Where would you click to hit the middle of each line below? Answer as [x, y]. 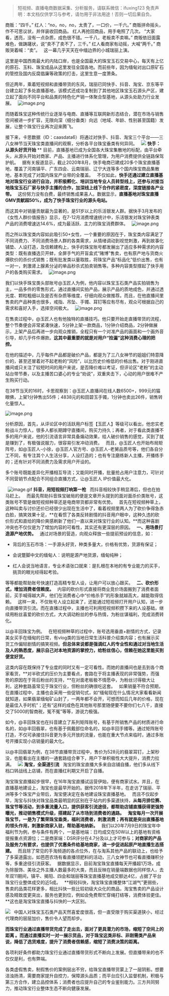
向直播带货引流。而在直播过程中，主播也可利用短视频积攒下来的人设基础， [82, 608]
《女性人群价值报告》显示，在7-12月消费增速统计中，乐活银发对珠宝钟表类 [82, 217]
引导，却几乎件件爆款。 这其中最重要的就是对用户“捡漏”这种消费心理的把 [80, 338]
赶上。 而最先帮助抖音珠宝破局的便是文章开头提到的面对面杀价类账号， [84, 496]
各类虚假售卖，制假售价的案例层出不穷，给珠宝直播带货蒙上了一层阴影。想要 [84, 969]
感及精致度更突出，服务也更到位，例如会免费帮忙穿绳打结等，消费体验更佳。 [84, 895]
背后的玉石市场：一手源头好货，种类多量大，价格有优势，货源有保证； [85, 544]
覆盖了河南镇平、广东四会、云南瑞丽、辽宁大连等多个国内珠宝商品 [82, 169]
